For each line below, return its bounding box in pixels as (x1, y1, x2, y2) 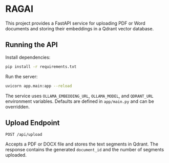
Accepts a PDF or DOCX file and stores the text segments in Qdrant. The (5, 141, 159, 147)
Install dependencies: (5, 54, 51, 60)
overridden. (5, 103, 30, 110)
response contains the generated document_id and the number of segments (5, 147, 164, 153)
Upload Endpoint (5, 118, 60, 127)
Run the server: (5, 73, 38, 80)
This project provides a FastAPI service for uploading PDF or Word (5, 20, 146, 26)
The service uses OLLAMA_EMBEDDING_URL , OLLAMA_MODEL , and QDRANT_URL (5, 93, 154, 99)
